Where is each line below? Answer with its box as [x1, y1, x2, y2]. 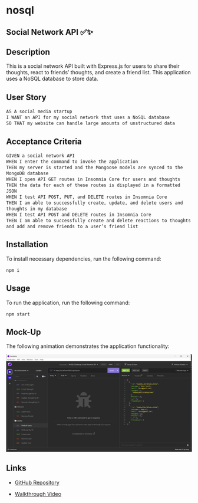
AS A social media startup [6, 109, 72, 115]
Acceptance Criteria [6, 136, 82, 146]
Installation [6, 239, 48, 249]
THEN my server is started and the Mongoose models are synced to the [6, 165, 183, 171]
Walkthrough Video [14, 490, 62, 497]
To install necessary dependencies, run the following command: [6, 255, 161, 262]
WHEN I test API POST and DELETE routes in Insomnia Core [6, 212, 151, 218]
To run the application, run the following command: [6, 299, 130, 306]
